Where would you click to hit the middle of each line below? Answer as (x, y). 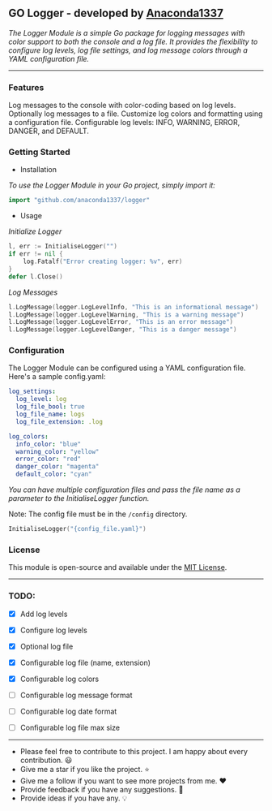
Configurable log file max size (70, 727)
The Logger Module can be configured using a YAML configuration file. (127, 368)
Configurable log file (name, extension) (85, 662)
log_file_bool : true (50, 407)
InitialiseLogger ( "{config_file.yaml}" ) (78, 529)
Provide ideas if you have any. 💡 (74, 798)
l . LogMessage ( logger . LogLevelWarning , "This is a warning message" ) (126, 315)
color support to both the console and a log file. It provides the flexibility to (133, 41)
